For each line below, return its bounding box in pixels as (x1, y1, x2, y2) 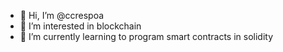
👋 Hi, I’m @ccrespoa (19, 10, 105, 21)
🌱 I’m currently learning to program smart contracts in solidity (19, 31, 274, 42)
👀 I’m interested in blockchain (19, 20, 142, 32)
